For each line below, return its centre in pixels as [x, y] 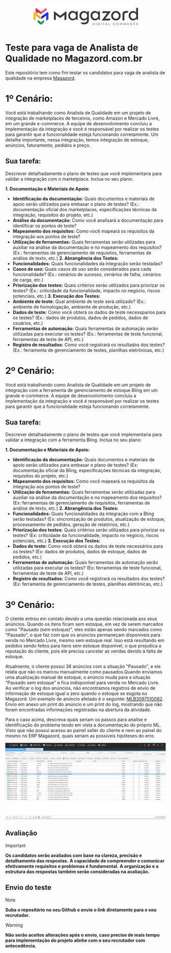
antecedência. [21, 945]
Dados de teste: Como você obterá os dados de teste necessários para [88, 546]
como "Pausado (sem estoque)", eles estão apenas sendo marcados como [84, 630]
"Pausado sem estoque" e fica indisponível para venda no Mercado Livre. [82, 683]
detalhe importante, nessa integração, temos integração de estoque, [77, 139]
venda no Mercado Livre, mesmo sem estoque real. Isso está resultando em [85, 640]
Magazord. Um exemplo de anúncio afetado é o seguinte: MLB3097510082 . [84, 699]
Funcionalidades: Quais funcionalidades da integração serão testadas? [88, 263]
